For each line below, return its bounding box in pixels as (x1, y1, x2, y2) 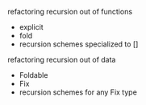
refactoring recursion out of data (7, 55, 116, 64)
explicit (19, 22, 44, 31)
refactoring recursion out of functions (7, 7, 133, 16)
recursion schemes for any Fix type (19, 87, 138, 97)
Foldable (19, 71, 48, 79)
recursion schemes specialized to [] (19, 39, 139, 49)
